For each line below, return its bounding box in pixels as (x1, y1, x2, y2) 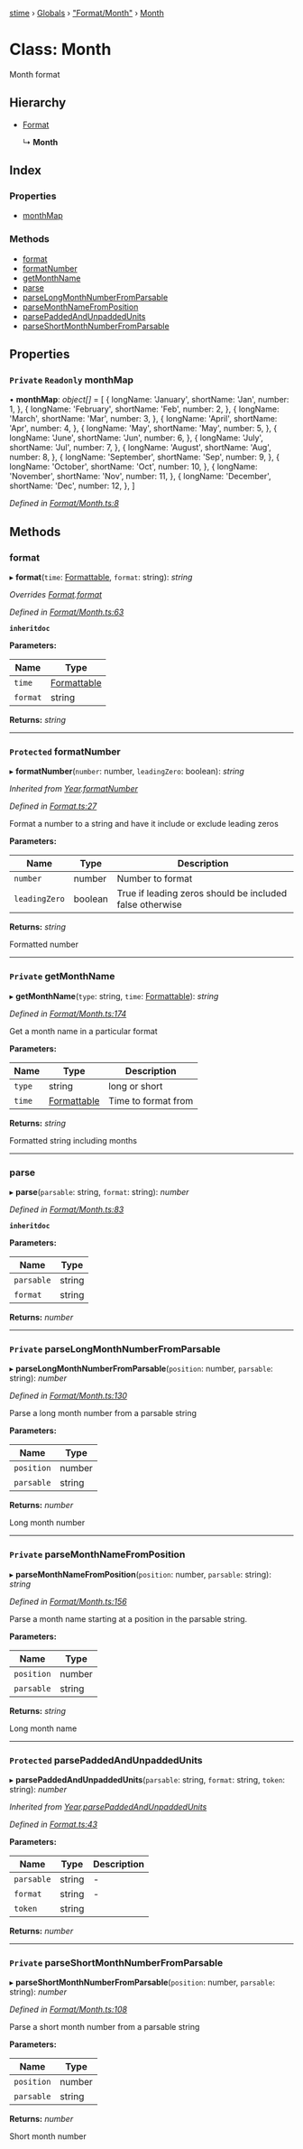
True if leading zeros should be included (116, 887, 288, 900)
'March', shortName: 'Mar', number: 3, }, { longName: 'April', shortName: (9, 413, 278, 424)
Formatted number (9, 939, 79, 950)
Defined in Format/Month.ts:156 (9, 1596, 128, 1607)
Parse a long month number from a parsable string (9, 1408, 197, 1419)
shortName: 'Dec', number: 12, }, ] (9, 480, 135, 491)
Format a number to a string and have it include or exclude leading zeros (9, 819, 280, 829)
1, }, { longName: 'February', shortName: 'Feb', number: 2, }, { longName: (9, 403, 280, 414)
